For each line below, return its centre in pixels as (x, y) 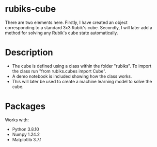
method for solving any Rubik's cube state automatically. (62, 33)
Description (29, 53)
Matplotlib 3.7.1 (27, 139)
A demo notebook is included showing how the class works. (72, 76)
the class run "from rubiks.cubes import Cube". (59, 71)
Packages (25, 106)
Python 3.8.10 (26, 129)
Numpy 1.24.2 (26, 134)
